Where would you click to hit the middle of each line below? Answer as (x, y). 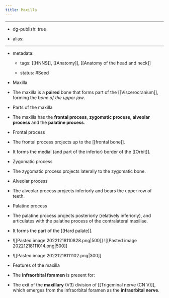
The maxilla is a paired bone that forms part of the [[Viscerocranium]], (85, 92)
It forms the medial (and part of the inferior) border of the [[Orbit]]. (81, 152)
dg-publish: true (29, 29)
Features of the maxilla (36, 265)
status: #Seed (34, 72)
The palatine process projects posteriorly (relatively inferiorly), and (82, 215)
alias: (18, 39)
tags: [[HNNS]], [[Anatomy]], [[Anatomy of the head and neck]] (85, 63)
